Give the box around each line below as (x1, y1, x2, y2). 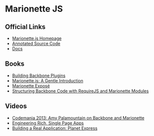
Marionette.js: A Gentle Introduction (12, 77, 83, 83)
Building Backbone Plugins (12, 73, 66, 78)
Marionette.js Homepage (12, 35, 62, 41)
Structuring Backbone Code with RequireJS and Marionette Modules (12, 88, 149, 94)
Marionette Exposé (12, 83, 50, 89)
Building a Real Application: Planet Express (12, 125, 98, 131)
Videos (5, 102, 27, 110)
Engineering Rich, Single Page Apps (12, 120, 84, 126)
